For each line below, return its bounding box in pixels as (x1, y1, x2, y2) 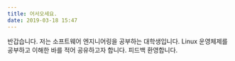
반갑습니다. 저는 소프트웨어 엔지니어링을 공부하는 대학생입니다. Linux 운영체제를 (7, 36, 229, 46)
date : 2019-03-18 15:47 (7, 17, 78, 24)
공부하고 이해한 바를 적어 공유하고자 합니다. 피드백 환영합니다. (7, 46, 178, 54)
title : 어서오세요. (7, 10, 58, 18)
